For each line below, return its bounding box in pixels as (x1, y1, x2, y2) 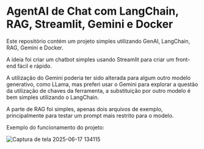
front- (175, 56, 191, 63)
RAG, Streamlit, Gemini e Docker (6, 17, 173, 31)
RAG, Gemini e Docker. (6, 44, 64, 51)
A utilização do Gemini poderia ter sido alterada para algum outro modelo (6, 74, 191, 81)
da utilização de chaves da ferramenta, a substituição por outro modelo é (6, 87, 191, 94)
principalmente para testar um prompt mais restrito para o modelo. (6, 112, 174, 119)
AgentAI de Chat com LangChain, (6, 4, 179, 18)
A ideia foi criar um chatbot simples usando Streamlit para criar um (6, 56, 175, 63)
